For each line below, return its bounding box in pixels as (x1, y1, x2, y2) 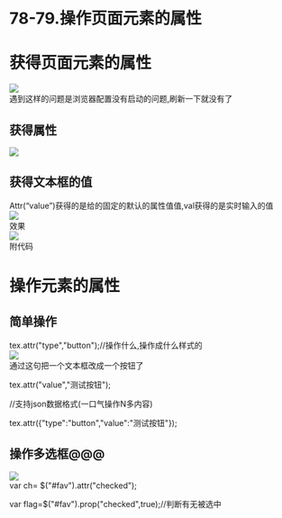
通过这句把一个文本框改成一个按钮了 (9, 359, 144, 370)
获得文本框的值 (9, 175, 93, 190)
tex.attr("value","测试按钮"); (9, 379, 111, 390)
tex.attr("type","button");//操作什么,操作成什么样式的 (9, 340, 203, 350)
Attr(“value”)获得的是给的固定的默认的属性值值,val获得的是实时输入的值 (9, 200, 274, 211)
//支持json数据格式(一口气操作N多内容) (9, 398, 153, 409)
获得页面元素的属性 (9, 53, 152, 73)
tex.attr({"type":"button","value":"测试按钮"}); (9, 417, 177, 428)
